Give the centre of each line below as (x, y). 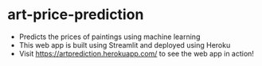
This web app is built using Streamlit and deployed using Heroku (125, 45)
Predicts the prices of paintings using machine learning (109, 37)
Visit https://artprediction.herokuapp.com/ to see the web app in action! (136, 53)
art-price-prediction (76, 15)
